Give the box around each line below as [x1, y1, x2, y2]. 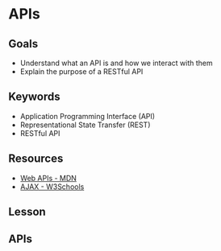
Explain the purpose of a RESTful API [19, 67, 144, 76]
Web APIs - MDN [19, 173, 77, 183]
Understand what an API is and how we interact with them [19, 58, 213, 68]
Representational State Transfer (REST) [19, 120, 151, 130]
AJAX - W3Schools [19, 182, 85, 191]
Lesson [8, 205, 46, 219]
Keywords [8, 90, 60, 104]
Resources [8, 152, 64, 166]
